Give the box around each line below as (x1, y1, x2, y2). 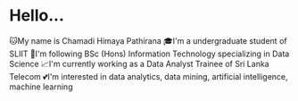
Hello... (9, 5, 64, 26)
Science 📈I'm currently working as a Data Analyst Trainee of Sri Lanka (9, 58, 269, 69)
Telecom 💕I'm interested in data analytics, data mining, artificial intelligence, (9, 71, 288, 81)
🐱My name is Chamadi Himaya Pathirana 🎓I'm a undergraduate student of (9, 35, 287, 46)
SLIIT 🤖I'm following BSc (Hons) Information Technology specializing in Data (9, 48, 290, 59)
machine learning (9, 81, 73, 92)
